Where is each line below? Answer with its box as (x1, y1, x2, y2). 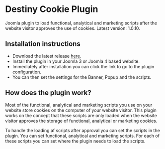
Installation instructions (5, 40, 81, 48)
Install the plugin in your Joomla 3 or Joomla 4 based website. (12, 58, 140, 64)
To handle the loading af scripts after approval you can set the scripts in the (5, 127, 160, 133)
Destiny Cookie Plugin (5, 3, 98, 15)
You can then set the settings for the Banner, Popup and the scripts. (12, 74, 152, 80)
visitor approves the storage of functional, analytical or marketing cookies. (5, 118, 158, 124)
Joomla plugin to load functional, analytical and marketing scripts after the (5, 20, 158, 26)
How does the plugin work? (5, 89, 92, 97)
